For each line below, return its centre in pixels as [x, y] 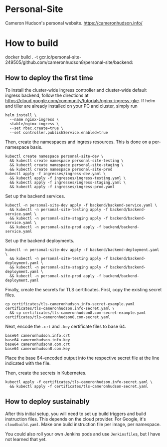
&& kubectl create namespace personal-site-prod [61, 169]
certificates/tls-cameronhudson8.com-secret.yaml [58, 317]
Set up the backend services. [35, 196]
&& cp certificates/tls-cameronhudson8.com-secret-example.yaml [78, 313]
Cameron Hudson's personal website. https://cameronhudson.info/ [74, 23]
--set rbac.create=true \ [37, 128]
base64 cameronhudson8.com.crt [38, 344]
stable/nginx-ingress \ [34, 124]
